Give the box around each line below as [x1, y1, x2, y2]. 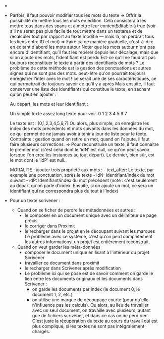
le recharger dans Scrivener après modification [24, 265, 121, 271]
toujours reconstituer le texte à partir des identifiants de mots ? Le [9, 60, 145, 66]
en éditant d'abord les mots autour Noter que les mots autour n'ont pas [9, 44, 155, 50]
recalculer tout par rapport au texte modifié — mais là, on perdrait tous [9, 33, 155, 39]
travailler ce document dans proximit [24, 260, 100, 266]
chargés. [32, 329, 51, 334]
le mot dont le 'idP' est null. [9, 157, 66, 163]
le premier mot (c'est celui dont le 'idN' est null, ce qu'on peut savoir [9, 147, 150, 152]
